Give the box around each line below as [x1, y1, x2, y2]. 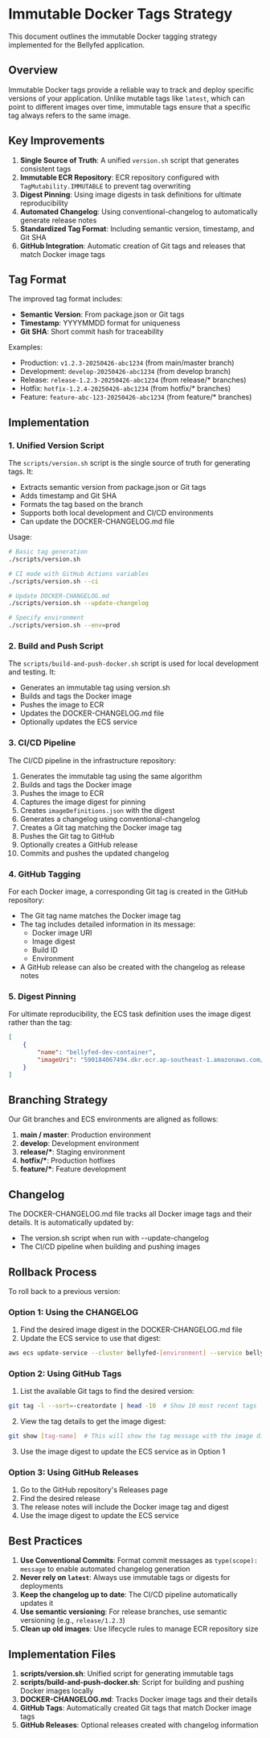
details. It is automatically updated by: [8, 1217, 134, 1227]
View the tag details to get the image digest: [19, 1417, 166, 1426]
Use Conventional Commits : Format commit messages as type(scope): [19, 1556, 259, 1566]
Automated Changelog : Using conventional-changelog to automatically [19, 206, 259, 216]
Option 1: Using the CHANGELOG [8, 1306, 139, 1317]
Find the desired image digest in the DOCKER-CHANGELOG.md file [19, 1325, 243, 1334]
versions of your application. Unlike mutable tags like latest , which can [8, 93, 245, 103]
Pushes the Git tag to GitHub [19, 831, 115, 840]
